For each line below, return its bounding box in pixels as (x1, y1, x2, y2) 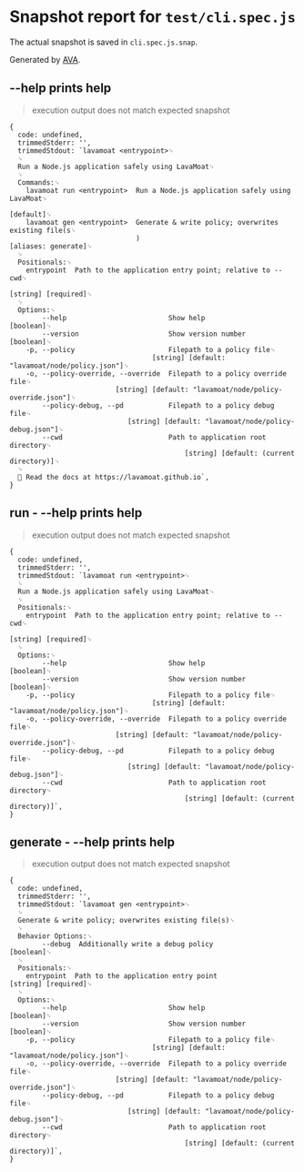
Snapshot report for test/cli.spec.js (9, 6, 296, 27)
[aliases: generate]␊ (9, 241, 93, 251)
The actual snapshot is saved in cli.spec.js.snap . (9, 36, 198, 47)
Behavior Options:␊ (17, 932, 93, 941)
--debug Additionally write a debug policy (42, 940, 214, 949)
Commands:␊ (17, 177, 61, 187)
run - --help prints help (9, 505, 143, 520)
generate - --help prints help (9, 834, 176, 850)
